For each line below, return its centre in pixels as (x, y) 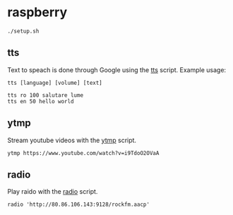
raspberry (37, 12)
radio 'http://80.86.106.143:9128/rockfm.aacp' (79, 205)
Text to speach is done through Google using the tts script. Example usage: (117, 70)
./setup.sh (23, 31)
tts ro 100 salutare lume (45, 95)
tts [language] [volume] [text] (55, 83)
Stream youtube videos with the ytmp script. (72, 140)
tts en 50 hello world (41, 101)
